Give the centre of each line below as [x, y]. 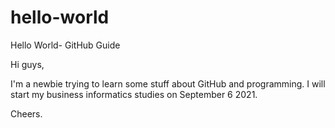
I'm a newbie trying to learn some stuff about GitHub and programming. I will [168, 83]
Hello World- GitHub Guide [65, 45]
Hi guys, [27, 64]
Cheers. [26, 113]
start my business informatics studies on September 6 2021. [134, 94]
